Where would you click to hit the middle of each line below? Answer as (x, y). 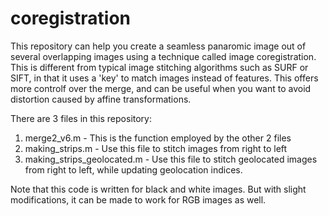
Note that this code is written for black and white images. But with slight (158, 189)
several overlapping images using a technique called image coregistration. (163, 56)
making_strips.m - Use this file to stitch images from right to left (156, 148)
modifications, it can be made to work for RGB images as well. (138, 199)
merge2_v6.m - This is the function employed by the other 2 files (158, 138)
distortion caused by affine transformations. (101, 99)
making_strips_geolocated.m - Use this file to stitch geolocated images (171, 159)
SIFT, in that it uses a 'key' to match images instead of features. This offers (164, 78)
